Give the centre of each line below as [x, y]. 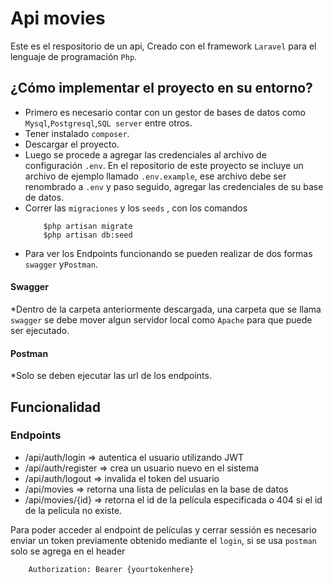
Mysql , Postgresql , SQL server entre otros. [108, 123]
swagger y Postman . [61, 264]
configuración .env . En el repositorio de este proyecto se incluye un [164, 165]
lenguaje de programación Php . [74, 56]
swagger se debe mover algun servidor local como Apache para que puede [161, 319]
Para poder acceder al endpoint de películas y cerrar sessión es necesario [163, 529]
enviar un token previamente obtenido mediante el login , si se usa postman [163, 540]
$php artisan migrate [88, 226]
